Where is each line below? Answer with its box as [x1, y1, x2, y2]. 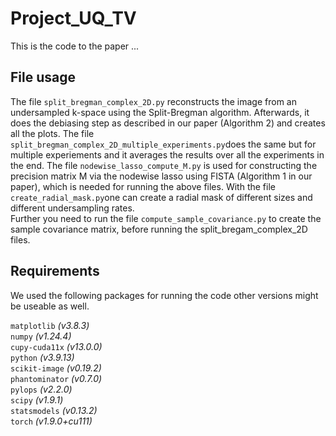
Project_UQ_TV [10, 7, 137, 30]
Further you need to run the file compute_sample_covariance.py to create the [10, 212, 322, 224]
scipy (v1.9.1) [10, 393, 64, 406]
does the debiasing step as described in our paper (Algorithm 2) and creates [10, 117, 326, 129]
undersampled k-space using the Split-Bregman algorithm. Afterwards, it [10, 106, 310, 118]
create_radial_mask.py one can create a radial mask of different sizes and [10, 191, 313, 203]
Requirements [10, 263, 100, 280]
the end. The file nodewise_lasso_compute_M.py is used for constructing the [10, 159, 318, 171]
